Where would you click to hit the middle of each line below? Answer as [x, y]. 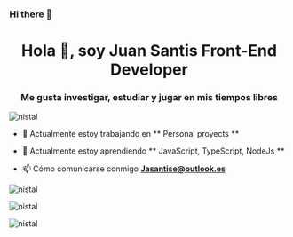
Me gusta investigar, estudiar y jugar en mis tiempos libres [149, 98]
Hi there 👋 [31, 14]
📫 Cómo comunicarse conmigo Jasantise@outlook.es [124, 169]
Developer [149, 70]
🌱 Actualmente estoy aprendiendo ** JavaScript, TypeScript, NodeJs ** [153, 151]
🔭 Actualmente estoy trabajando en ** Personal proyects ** [131, 134]
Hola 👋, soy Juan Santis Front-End [149, 51]
